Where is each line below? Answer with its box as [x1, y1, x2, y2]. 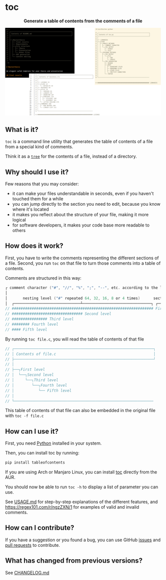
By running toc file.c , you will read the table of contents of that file [5, 336, 144, 342]
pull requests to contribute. [5, 542, 60, 548]
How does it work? [5, 242, 64, 250]
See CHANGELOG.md [5, 570, 49, 576]
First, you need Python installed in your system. [5, 440, 102, 446]
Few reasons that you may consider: [5, 181, 79, 187]
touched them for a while [12, 196, 63, 202]
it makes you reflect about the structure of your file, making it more [12, 212, 149, 218]
